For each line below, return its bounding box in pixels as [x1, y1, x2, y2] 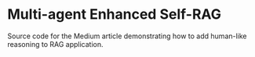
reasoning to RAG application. [7, 39, 104, 48]
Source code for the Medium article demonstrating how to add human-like [7, 31, 248, 41]
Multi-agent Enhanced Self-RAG [7, 5, 221, 23]
